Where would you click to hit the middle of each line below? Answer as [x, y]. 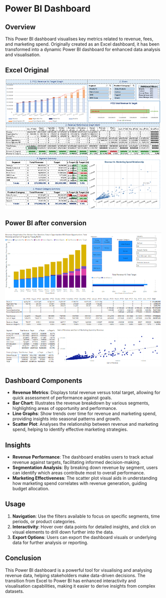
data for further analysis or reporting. [50, 542]
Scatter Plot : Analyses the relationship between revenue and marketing [85, 424]
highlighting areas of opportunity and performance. [65, 408]
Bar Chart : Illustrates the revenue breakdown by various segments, [81, 403]
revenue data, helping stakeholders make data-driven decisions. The [75, 575]
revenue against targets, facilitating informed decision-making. [76, 462]
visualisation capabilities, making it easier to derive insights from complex [80, 586]
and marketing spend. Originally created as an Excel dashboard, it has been [82, 44]
